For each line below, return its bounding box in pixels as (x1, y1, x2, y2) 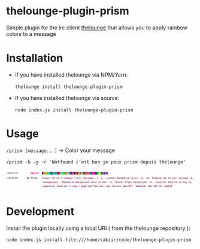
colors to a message (6, 30, 57, 37)
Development (6, 205, 75, 218)
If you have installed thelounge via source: (14, 94, 120, 101)
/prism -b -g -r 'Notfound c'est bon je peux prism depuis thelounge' (6, 159, 186, 165)
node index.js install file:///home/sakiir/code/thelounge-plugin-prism (6, 236, 192, 243)
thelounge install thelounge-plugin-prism (14, 84, 123, 90)
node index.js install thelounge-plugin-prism (14, 107, 134, 113)
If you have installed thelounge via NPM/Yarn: (14, 71, 128, 78)
